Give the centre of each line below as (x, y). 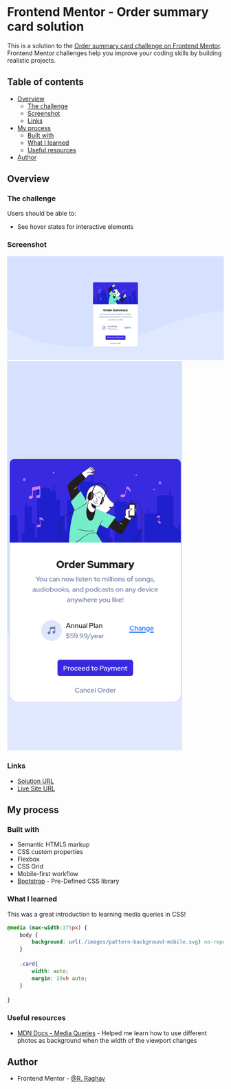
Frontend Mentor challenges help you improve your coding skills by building (114, 53)
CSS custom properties (50, 852)
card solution (46, 27)
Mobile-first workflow (48, 874)
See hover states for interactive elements (75, 227)
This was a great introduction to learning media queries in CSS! (97, 914)
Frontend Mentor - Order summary (108, 12)
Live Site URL (36, 788)
